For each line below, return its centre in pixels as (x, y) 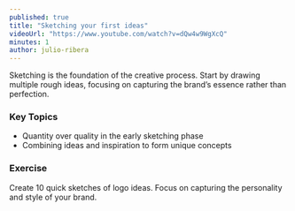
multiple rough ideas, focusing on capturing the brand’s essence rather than (148, 85)
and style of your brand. (53, 197)
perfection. (29, 94)
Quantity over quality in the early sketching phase (113, 136)
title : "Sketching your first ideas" (79, 26)
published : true (39, 17)
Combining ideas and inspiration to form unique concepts (127, 146)
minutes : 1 (29, 42)
